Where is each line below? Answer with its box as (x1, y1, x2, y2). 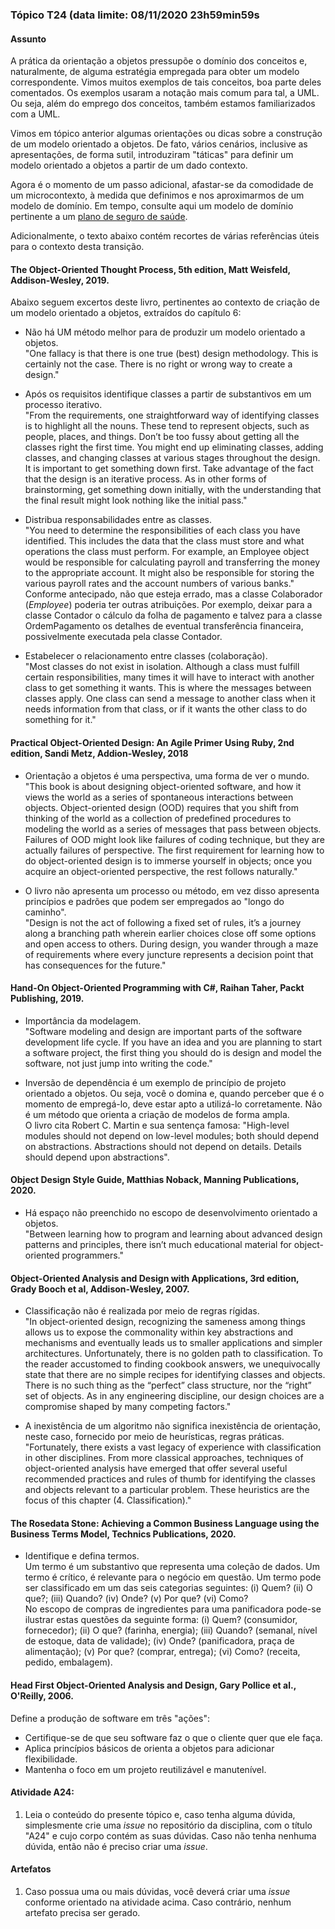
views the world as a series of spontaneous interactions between (24, 791, 294, 803)
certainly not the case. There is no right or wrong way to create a (24, 358, 293, 370)
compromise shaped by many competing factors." (24, 1401, 232, 1413)
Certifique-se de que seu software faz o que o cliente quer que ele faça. (24, 1731, 323, 1743)
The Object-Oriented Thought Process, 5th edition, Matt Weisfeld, (10, 263, 291, 275)
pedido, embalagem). (24, 1656, 113, 1668)
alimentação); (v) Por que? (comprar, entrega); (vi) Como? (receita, (24, 1646, 301, 1658)
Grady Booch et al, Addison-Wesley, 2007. (10, 1283, 190, 1295)
